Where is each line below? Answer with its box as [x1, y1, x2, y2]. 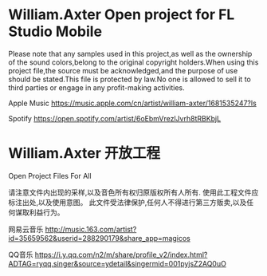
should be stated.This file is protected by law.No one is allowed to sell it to [8, 74, 251, 84]
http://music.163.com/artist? [45, 224, 137, 234]
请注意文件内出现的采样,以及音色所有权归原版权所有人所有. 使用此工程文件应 [8, 187, 259, 197]
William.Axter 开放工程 [8, 144, 161, 163]
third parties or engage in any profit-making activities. [8, 82, 185, 93]
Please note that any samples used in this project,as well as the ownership [8, 49, 253, 58]
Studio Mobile [8, 22, 102, 41]
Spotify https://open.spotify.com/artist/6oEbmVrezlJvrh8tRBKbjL [8, 113, 222, 123]
